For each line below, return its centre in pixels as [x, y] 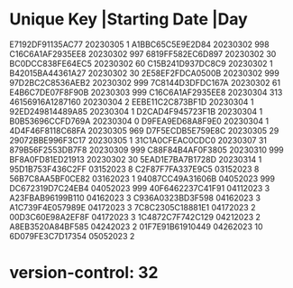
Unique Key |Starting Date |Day [128, 19]
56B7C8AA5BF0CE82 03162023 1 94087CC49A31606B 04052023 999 [142, 178]
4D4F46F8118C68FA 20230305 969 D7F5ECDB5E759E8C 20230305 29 [144, 130]
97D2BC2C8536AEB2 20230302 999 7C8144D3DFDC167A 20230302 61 [145, 82]
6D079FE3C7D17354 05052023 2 [72, 236]
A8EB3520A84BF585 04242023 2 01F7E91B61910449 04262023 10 [136, 227]
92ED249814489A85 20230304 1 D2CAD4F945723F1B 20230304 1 [136, 111]
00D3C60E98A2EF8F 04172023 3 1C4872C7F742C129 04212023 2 [135, 217]
